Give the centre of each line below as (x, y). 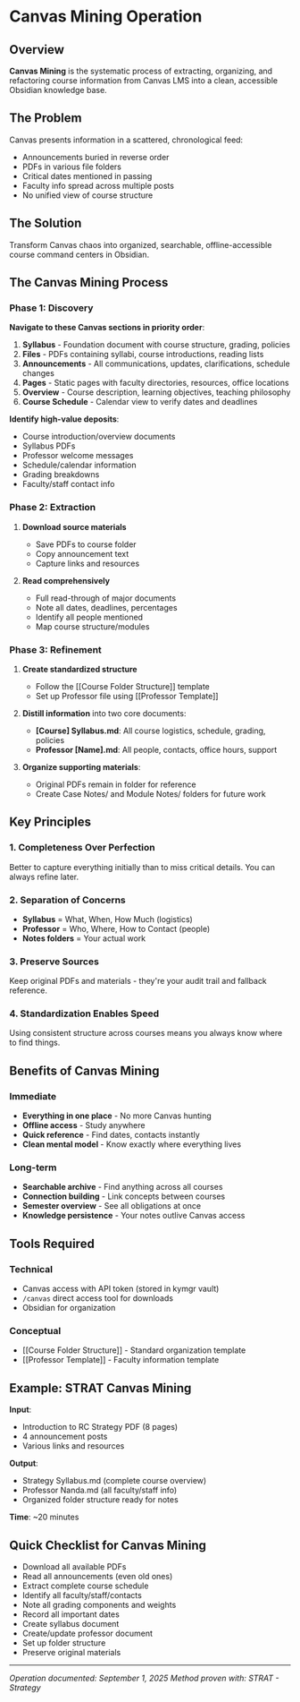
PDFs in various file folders (72, 167)
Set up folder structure (64, 1643)
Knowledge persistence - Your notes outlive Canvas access (133, 1216)
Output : (24, 1463)
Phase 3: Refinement (56, 649)
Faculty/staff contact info (68, 484)
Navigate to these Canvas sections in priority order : (107, 328)
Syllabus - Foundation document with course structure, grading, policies (156, 345)
